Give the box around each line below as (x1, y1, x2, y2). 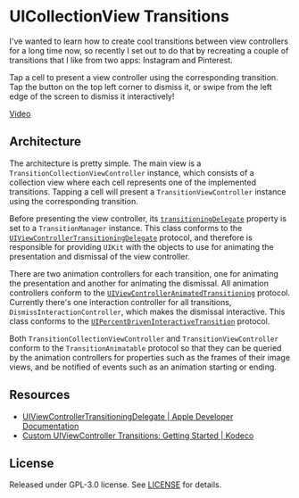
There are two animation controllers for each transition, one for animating (9, 268, 279, 278)
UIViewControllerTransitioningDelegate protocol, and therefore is (9, 232, 253, 243)
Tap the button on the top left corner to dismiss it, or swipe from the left (9, 81, 272, 92)
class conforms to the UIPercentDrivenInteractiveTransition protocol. (9, 315, 270, 327)
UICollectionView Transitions (9, 6, 230, 27)
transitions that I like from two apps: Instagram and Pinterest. (9, 54, 234, 65)
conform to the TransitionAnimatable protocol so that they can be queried (9, 342, 282, 353)
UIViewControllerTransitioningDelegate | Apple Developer (21, 411, 234, 421)
